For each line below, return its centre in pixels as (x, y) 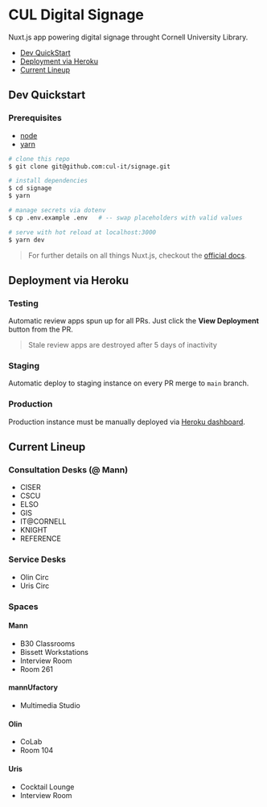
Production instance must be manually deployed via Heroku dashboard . (127, 422)
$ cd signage (30, 188)
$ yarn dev (27, 240)
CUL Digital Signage (76, 15)
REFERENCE (41, 539)
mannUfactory (33, 688)
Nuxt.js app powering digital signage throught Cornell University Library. (128, 37)
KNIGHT (34, 530)
